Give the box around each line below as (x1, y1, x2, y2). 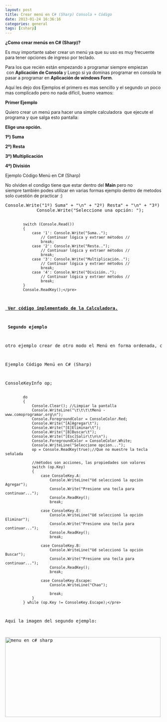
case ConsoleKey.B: (40, 543, 81, 548)
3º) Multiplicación (5, 153, 43, 159)
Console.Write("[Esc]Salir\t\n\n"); (31, 434, 108, 439)
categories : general (5, 21, 48, 26)
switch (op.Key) (31, 465, 66, 470)
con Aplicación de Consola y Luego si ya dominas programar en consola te (6, 69, 162, 75)
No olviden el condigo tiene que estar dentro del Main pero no (5, 182, 133, 188)
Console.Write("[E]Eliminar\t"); (31, 425, 101, 430)
